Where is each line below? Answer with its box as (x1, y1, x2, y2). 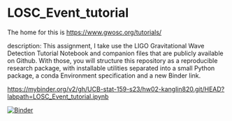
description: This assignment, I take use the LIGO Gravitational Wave (7, 41, 205, 50)
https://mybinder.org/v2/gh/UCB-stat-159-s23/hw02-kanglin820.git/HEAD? (7, 85, 225, 93)
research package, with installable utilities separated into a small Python (7, 64, 215, 72)
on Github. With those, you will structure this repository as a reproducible (7, 56, 218, 64)
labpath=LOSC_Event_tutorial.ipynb (7, 92, 109, 101)
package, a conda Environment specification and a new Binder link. (7, 71, 201, 80)
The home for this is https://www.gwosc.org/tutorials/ (7, 28, 162, 36)
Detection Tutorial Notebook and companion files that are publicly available (7, 49, 224, 57)
